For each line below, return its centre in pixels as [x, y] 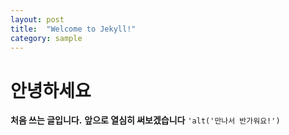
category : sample [46, 38]
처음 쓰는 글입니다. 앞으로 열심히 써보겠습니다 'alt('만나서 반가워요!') [145, 120]
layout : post [37, 19]
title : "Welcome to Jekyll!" [73, 29]
